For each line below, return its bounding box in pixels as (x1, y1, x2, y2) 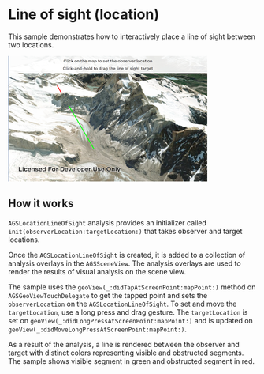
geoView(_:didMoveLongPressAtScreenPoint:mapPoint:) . (8, 324, 187, 334)
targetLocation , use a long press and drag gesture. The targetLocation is (8, 307, 248, 317)
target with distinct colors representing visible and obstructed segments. (8, 348, 244, 357)
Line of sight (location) (8, 6, 160, 24)
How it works (8, 197, 74, 210)
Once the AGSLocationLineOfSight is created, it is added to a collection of (8, 250, 246, 259)
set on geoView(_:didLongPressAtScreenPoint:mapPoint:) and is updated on (8, 315, 254, 325)
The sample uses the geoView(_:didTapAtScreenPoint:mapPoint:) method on (8, 282, 256, 292)
